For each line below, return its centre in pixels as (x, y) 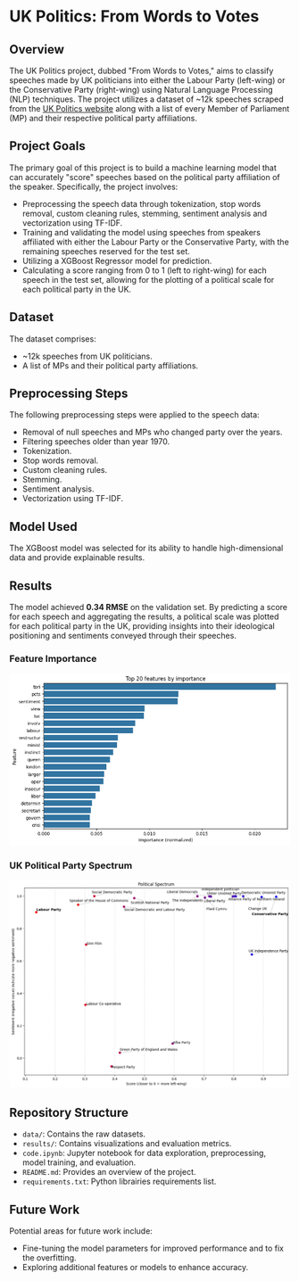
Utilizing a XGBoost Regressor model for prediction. (117, 260)
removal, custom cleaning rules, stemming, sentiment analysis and (145, 213)
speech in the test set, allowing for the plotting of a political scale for (148, 279)
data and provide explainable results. (77, 558)
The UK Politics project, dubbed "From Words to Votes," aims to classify (141, 70)
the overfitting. (50, 1258)
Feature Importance (53, 658)
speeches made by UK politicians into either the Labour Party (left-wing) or (147, 80)
